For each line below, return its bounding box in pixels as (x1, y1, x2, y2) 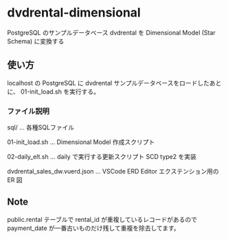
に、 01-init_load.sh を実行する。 (7, 87, 100, 96)
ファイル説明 (7, 106, 50, 116)
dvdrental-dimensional (7, 5, 141, 21)
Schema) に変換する (7, 37, 65, 45)
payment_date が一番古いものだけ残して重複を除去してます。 (7, 224, 180, 232)
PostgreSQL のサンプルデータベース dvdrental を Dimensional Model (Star (7, 28, 216, 37)
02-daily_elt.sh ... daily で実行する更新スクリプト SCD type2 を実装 (7, 153, 197, 161)
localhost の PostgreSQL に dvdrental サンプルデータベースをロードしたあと (7, 79, 222, 87)
